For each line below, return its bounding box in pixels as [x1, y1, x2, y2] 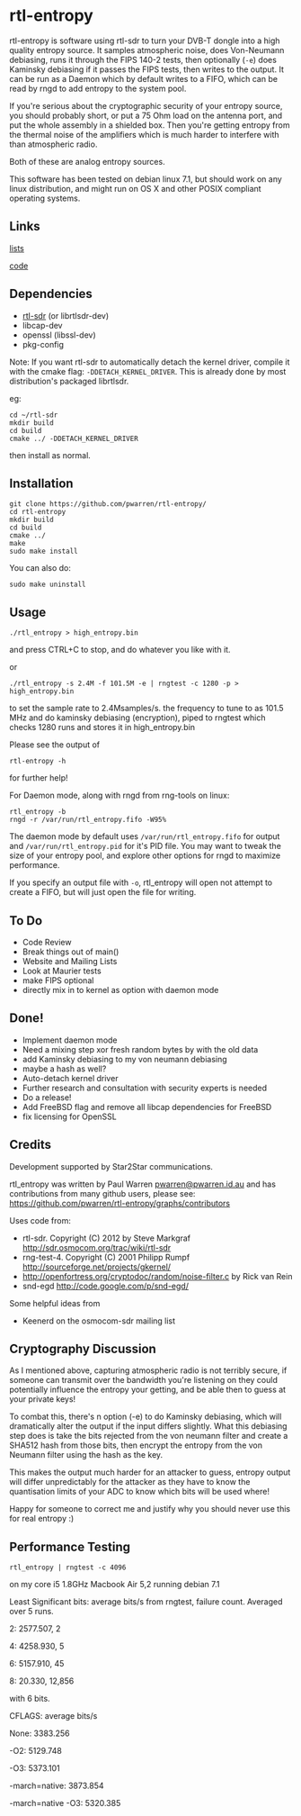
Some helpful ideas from [9, 1297, 101, 1308]
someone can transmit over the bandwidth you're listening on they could [9, 1375, 279, 1386]
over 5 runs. [9, 1606, 54, 1617]
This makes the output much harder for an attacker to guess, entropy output [9, 1467, 291, 1477]
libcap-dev [22, 320, 63, 330]
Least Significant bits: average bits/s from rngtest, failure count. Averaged [9, 1596, 283, 1607]
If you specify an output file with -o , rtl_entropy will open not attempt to [9, 877, 273, 888]
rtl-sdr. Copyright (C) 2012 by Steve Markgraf [22, 1233, 191, 1243]
